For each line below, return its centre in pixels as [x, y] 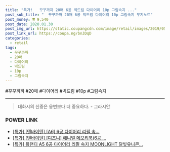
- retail [19, 43]
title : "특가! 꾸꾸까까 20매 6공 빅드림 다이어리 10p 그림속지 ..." [71, 10]
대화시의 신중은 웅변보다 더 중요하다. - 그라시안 [64, 106]
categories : [18, 39]
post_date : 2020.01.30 [29, 24]
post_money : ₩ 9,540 [27, 19]
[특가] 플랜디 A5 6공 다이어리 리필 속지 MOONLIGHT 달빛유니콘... [78, 144]
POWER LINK [22, 120]
